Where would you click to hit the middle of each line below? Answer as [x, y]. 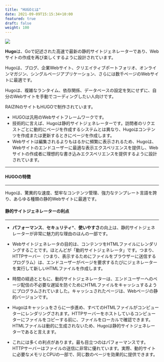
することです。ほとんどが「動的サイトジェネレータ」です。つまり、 [89, 250]
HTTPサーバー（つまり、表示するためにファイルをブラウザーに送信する [84, 256]
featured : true [20, 19]
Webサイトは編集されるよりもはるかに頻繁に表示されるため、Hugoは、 [84, 141]
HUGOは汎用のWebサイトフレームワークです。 [59, 117]
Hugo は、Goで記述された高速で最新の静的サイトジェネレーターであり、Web [82, 51]
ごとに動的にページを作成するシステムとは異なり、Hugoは [80, 129]
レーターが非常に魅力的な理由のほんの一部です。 [61, 233]
